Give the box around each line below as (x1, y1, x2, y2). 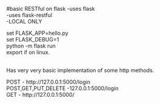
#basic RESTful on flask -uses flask (6, 5, 95, 12)
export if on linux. (6, 49, 50, 56)
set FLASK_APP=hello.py (6, 29, 68, 37)
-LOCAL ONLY (6, 18, 42, 25)
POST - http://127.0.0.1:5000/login (6, 78, 91, 85)
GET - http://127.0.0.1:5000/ (6, 91, 75, 98)
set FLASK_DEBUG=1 (6, 36, 59, 43)
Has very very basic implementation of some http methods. (6, 67, 155, 74)
